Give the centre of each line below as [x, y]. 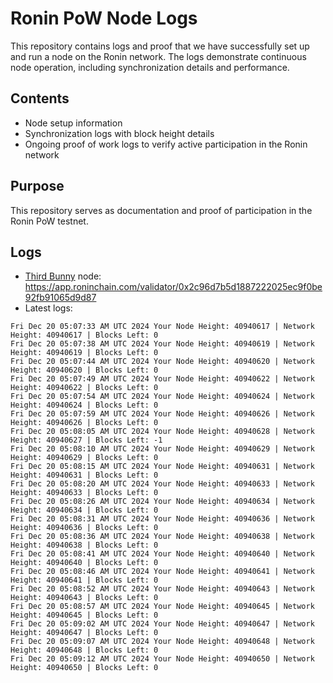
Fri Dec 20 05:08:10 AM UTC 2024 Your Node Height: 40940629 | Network [162, 449]
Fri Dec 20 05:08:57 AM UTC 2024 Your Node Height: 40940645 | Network [162, 607]
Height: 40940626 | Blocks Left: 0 [84, 423]
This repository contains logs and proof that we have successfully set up [160, 46]
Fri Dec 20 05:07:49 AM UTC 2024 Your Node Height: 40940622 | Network [162, 379]
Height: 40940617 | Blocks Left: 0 [84, 335]
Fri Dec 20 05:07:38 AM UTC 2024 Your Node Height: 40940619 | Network [162, 344]
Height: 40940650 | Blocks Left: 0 [84, 668]
